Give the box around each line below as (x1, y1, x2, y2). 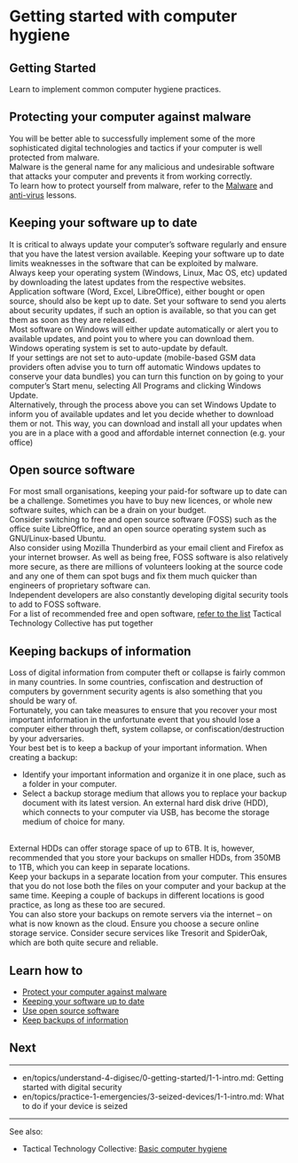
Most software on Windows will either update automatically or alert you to (9, 324, 279, 334)
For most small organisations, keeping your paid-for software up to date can (9, 486, 287, 497)
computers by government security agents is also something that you (9, 686, 263, 697)
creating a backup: (9, 752, 78, 763)
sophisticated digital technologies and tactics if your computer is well (9, 142, 263, 153)
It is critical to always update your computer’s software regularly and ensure (9, 239, 287, 249)
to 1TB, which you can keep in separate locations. (9, 862, 191, 873)
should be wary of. (9, 695, 78, 706)
